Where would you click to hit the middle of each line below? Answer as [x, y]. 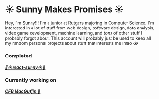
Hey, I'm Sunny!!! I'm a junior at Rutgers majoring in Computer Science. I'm [79, 23]
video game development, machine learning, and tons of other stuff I [73, 33]
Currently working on [31, 80]
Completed [18, 56]
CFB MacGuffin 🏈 [23, 91]
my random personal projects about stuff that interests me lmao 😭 [72, 43]
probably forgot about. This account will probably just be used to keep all [78, 38]
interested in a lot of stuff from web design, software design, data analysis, [80, 28]
